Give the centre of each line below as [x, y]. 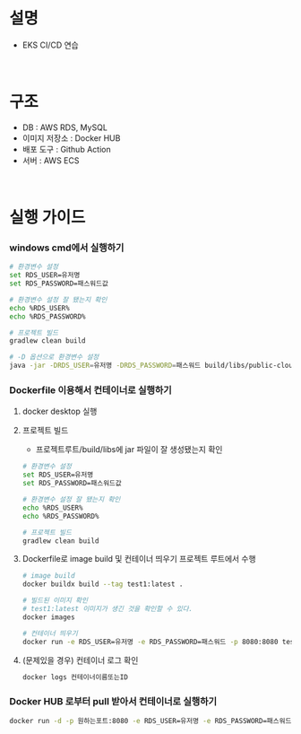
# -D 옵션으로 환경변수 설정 [54, 357]
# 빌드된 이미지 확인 [55, 601]
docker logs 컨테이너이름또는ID [75, 677]
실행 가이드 [47, 218]
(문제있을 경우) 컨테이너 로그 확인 [80, 660]
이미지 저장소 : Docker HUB [71, 138]
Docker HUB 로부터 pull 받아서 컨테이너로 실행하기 [113, 702]
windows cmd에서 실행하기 [67, 248]
